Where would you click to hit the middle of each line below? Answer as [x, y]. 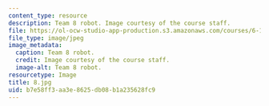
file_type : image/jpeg [46, 38]
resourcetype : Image [43, 75]
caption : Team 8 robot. [55, 53]
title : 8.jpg [30, 82]
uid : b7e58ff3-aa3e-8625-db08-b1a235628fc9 [82, 90]
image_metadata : [35, 45]
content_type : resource [48, 16]
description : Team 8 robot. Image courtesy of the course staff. [119, 23]
